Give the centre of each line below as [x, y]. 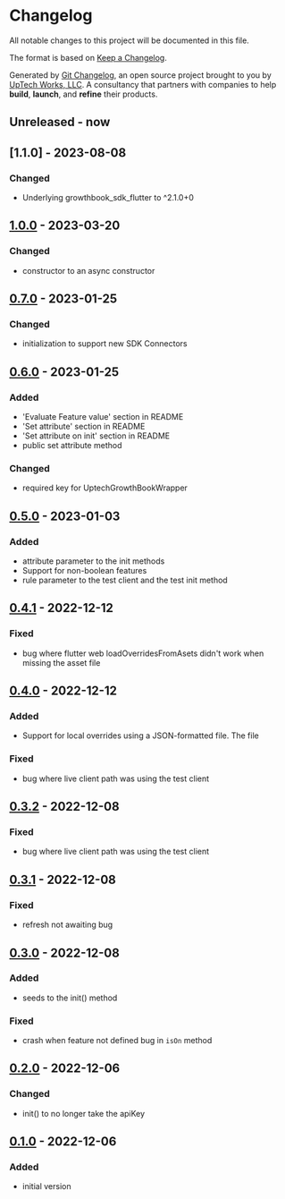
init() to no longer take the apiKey [84, 1113]
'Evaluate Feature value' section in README [103, 417]
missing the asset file [61, 662]
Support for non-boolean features [84, 571]
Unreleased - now [60, 122]
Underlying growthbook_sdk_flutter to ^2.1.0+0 [108, 198]
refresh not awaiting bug [67, 925]
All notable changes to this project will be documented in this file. [130, 40]
